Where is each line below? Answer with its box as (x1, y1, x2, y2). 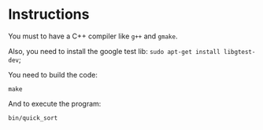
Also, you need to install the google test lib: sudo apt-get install (8, 46, 220, 56)
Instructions (8, 5, 90, 23)
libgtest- (223, 48, 256, 56)
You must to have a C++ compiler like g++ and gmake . (8, 31, 178, 41)
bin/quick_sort (8, 114, 58, 122)
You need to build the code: (8, 70, 98, 79)
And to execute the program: (8, 99, 102, 108)
